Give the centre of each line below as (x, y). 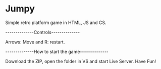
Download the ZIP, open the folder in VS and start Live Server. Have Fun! (81, 61)
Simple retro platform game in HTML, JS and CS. (56, 22)
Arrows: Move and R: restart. (35, 42)
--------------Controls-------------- (42, 32)
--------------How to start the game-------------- (57, 51)
